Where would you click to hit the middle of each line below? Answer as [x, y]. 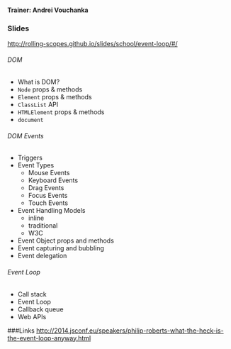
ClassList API [38, 105]
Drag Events [46, 188]
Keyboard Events [53, 180]
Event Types [36, 165]
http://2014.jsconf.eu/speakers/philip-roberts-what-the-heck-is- [130, 331]
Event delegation [42, 256]
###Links [21, 331]
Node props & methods [50, 89]
